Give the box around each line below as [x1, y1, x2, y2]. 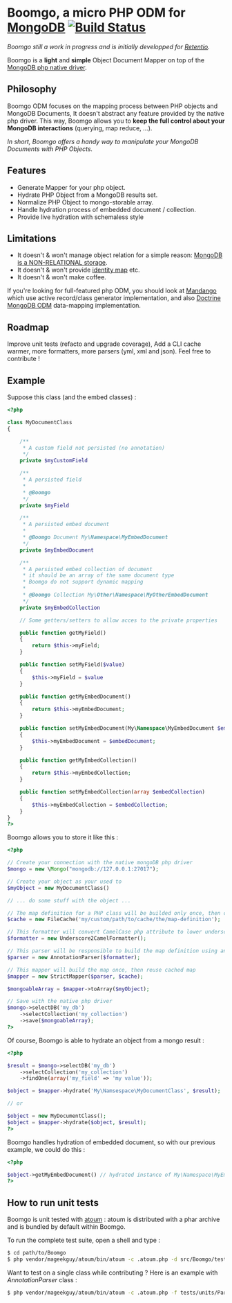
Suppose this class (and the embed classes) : [7, 393, 137, 401]
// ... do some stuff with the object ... [7, 897, 131, 904]
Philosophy [7, 83, 57, 95]
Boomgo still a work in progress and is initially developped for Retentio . [7, 42, 211, 51]
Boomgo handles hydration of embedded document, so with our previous [7, 1138, 215, 1146]
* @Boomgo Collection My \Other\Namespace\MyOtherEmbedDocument [22, 591, 209, 598]
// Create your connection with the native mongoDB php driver [7, 859, 193, 866]
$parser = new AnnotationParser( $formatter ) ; [7, 954, 140, 961]
